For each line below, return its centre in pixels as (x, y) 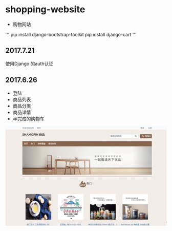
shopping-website (45, 9)
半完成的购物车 (28, 118)
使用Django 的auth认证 (29, 64)
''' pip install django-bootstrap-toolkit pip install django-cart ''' (71, 34)
